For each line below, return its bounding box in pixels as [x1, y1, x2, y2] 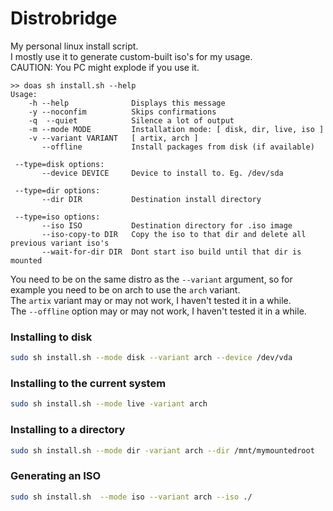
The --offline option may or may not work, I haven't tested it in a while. [10, 305, 307, 317]
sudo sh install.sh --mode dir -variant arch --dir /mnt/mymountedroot [10, 445, 315, 456]
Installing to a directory [10, 423, 126, 437]
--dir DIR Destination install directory [41, 194, 262, 204]
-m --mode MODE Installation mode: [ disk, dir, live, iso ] [28, 124, 325, 134]
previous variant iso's [10, 238, 110, 248]
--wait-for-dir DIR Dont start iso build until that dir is [41, 247, 302, 257]
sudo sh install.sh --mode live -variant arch [10, 399, 208, 409]
